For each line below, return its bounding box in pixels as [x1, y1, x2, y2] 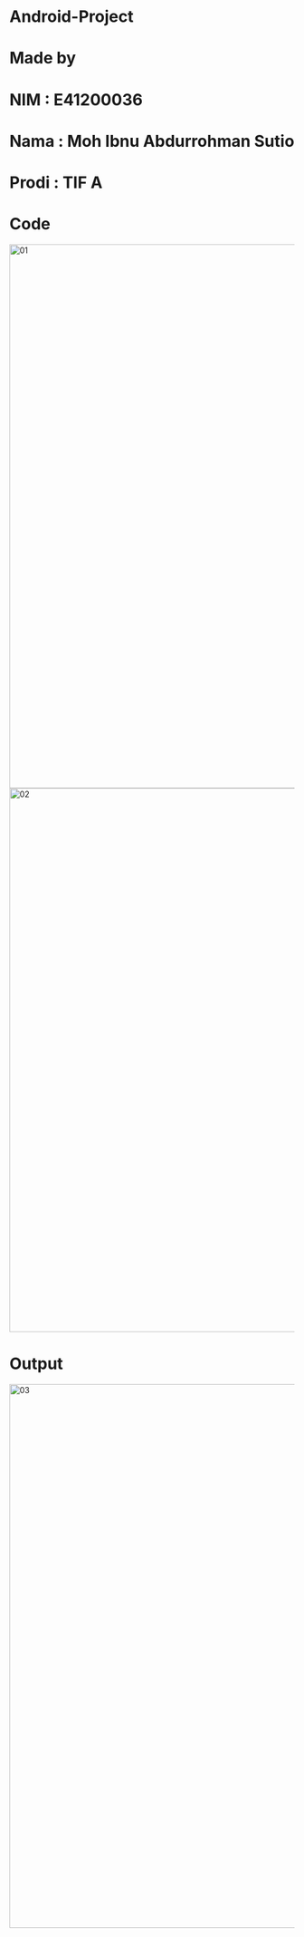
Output [9, 1353, 63, 1374]
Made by [9, 48, 77, 69]
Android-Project [9, 6, 134, 27]
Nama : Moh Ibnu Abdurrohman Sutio [9, 131, 295, 151]
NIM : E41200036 [9, 89, 143, 110]
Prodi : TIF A [9, 172, 103, 192]
